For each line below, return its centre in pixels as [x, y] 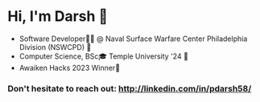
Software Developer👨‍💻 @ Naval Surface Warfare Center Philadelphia [133, 39]
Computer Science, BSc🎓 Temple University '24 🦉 [103, 56]
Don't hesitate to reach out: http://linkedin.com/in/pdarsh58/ [130, 88]
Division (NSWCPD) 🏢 [55, 47]
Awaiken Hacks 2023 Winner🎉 [70, 67]
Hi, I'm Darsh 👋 [58, 16]
